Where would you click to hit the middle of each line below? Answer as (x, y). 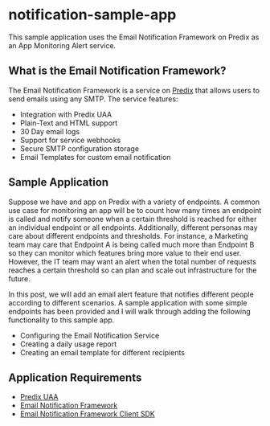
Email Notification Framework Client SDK (87, 414)
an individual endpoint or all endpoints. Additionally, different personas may (133, 227)
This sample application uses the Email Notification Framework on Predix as (134, 37)
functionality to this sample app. (61, 320)
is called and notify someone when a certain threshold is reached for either (133, 219)
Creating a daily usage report (68, 344)
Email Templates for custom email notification (95, 157)
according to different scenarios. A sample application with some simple (128, 302)
